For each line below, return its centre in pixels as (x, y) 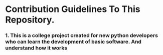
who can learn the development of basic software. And (73, 42)
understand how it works (36, 48)
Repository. (30, 20)
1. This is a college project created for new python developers (81, 35)
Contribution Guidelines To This (73, 9)
